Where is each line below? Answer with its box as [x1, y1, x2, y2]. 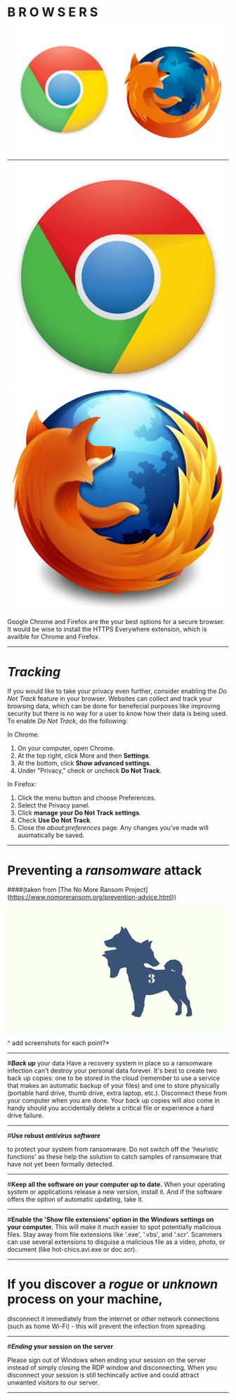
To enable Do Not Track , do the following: [7, 717, 128, 725]
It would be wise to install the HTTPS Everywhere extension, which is [7, 625, 207, 633]
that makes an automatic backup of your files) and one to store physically [7, 1081, 220, 1089]
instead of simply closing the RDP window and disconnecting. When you [7, 1363, 217, 1371]
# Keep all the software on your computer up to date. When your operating [7, 1180, 225, 1188]
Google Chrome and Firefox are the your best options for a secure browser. [7, 618, 225, 626]
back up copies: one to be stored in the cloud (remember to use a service [7, 1073, 220, 1082]
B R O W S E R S [7, 4, 98, 20]
